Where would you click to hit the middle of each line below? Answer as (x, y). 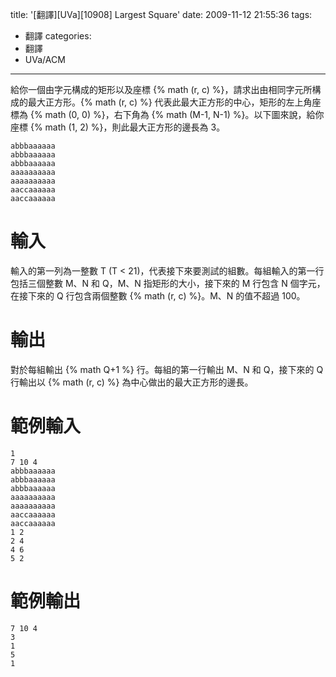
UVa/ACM (45, 59)
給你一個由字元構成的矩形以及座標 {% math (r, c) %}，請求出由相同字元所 (161, 89)
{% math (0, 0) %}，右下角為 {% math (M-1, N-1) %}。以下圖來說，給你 (177, 114)
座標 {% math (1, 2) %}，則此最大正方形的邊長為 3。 (118, 127)
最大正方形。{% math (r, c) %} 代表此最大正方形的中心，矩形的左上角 (170, 102)
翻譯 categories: (58, 36)
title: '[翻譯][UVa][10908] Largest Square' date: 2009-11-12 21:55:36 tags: (161, 14)
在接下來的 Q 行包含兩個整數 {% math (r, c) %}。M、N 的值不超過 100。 (158, 295)
